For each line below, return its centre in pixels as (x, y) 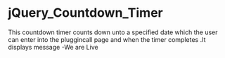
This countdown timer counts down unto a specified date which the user (113, 32)
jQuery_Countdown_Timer (86, 13)
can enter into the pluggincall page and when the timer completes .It (107, 39)
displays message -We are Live (53, 47)
